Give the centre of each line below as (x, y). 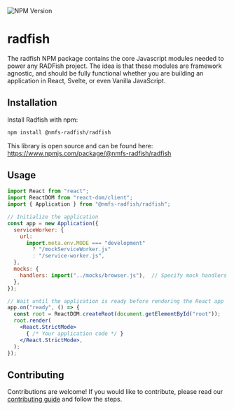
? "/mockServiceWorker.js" (72, 249)
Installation (32, 102)
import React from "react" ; (48, 191)
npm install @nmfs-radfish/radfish (59, 132)
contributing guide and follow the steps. (65, 400)
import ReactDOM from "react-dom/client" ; (70, 198)
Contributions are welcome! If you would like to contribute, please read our (115, 392)
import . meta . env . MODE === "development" (85, 243)
